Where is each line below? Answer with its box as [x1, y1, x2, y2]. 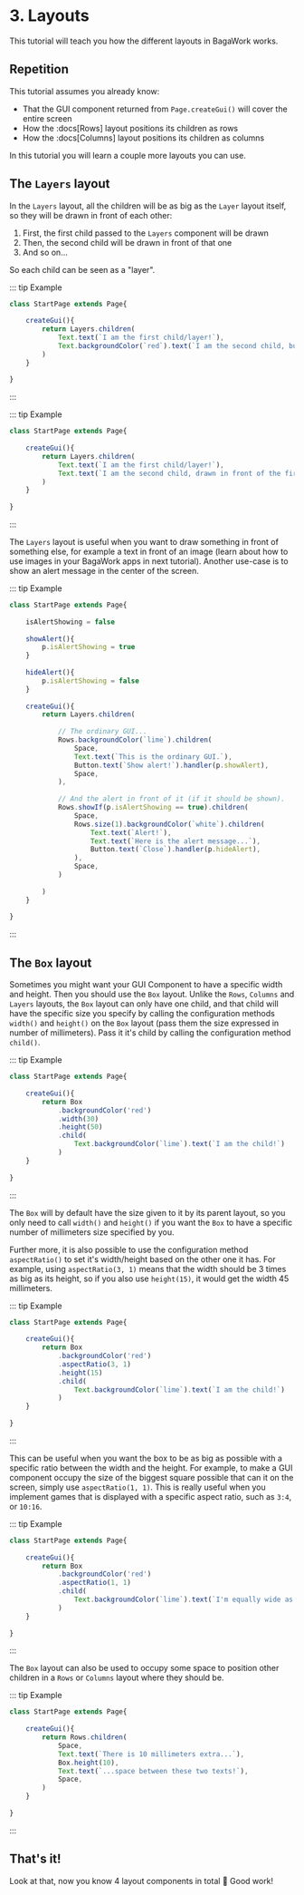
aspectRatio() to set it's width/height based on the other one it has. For [9, 1253, 276, 1265]
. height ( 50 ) [57, 1122, 103, 1132]
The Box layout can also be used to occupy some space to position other [9, 1663, 280, 1674]
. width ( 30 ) [57, 1114, 100, 1123]
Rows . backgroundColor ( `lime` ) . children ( [57, 735, 213, 744]
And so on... [22, 247, 68, 258]
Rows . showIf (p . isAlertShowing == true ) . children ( [57, 803, 249, 812]
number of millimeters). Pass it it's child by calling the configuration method [9, 1027, 291, 1038]
